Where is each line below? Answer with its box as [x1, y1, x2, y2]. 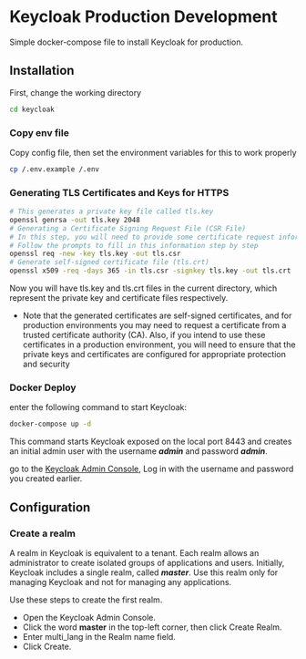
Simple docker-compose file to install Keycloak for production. [9, 36, 244, 47]
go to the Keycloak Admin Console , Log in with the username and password [9, 463, 294, 475]
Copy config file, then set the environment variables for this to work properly [9, 147, 298, 158]
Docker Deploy [9, 381, 76, 394]
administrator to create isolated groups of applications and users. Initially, [9, 557, 285, 568]
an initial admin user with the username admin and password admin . [9, 446, 269, 457]
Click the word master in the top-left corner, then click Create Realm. [22, 622, 282, 633]
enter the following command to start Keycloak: [9, 402, 188, 413]
